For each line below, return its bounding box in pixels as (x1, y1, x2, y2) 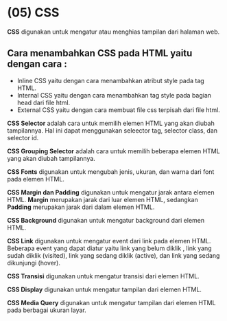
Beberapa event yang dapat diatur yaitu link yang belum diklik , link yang (7, 244, 212, 252)
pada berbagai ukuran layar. (7, 306, 87, 314)
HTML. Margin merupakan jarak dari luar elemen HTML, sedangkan (7, 195, 199, 203)
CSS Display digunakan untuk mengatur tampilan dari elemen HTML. (7, 285, 202, 294)
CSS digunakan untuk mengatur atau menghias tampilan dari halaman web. (7, 27, 220, 36)
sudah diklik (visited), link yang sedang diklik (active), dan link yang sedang (7, 251, 220, 259)
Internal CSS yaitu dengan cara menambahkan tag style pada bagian (16, 91, 211, 99)
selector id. (7, 133, 39, 142)
